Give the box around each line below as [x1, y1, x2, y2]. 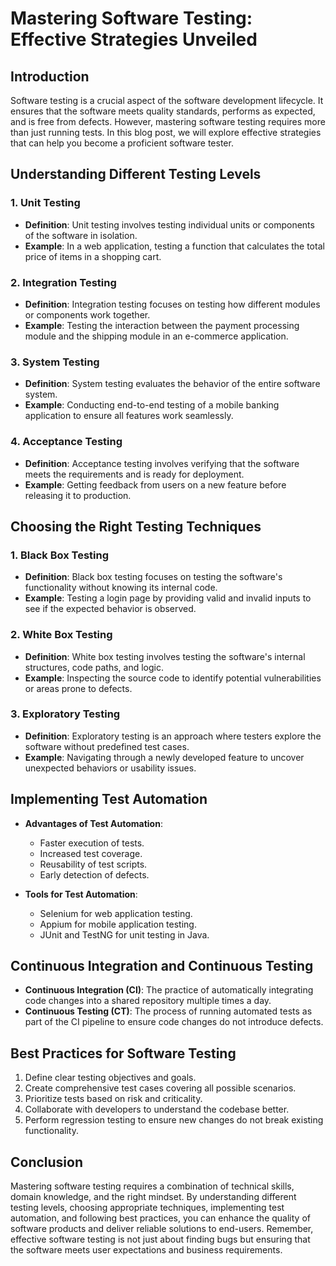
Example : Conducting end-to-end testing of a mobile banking [24, 399, 280, 411]
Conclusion [10, 1153, 84, 1171]
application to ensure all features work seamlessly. [24, 410, 234, 422]
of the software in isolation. [24, 229, 138, 241]
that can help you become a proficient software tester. [10, 137, 234, 149]
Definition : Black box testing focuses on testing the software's [24, 571, 283, 583]
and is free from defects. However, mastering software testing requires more [10, 116, 326, 127]
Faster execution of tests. [39, 837, 145, 849]
